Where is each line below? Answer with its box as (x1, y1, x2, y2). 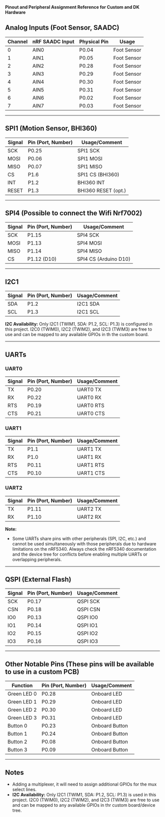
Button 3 (7, 746, 27, 753)
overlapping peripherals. (12, 556, 62, 562)
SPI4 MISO (77, 248, 102, 254)
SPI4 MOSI (77, 240, 102, 247)
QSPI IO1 (77, 622, 98, 629)
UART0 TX (77, 386, 102, 393)
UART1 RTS (77, 462, 105, 469)
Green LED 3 (7, 714, 37, 721)
